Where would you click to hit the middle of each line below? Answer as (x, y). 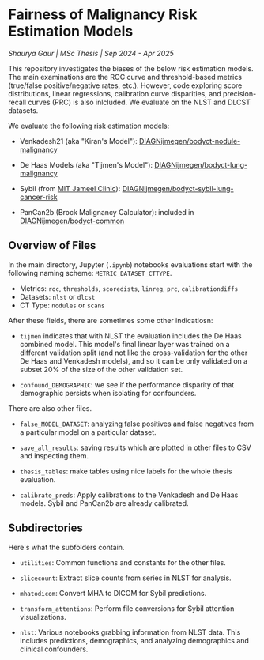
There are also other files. (50, 408)
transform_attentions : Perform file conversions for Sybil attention (127, 608)
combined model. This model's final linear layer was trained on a (125, 344)
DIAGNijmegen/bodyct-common (72, 221)
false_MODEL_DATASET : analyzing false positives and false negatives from (137, 424)
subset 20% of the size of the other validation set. (101, 369)
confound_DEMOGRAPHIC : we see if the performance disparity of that (127, 384)
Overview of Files (52, 245)
